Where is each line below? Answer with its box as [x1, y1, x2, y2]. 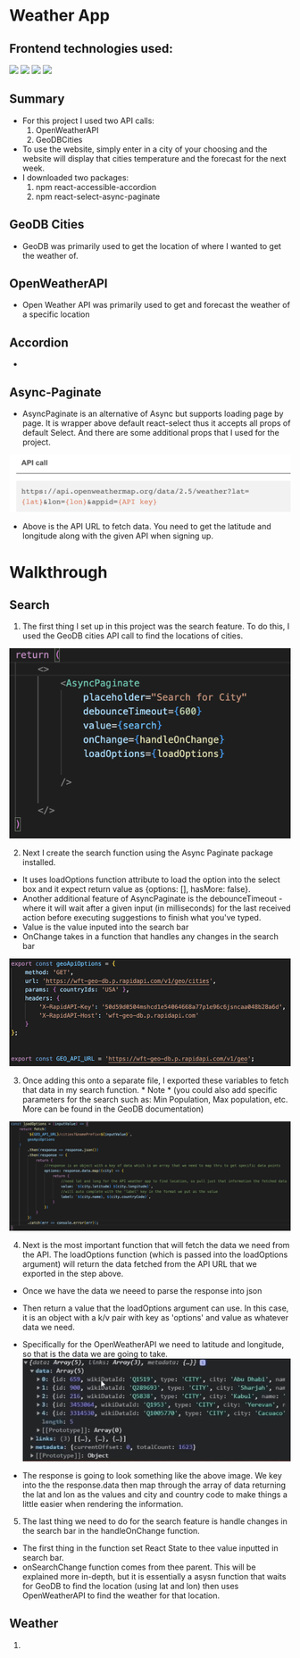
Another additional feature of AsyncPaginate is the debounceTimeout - [21, 893, 283, 904]
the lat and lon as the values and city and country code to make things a [21, 1488, 288, 1500]
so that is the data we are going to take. [21, 1349, 168, 1360]
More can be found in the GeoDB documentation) [21, 1104, 204, 1114]
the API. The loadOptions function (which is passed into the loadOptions [21, 1249, 288, 1260]
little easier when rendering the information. [21, 1498, 184, 1509]
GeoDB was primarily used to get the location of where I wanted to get [21, 240, 281, 251]
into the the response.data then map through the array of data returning [21, 1479, 287, 1490]
